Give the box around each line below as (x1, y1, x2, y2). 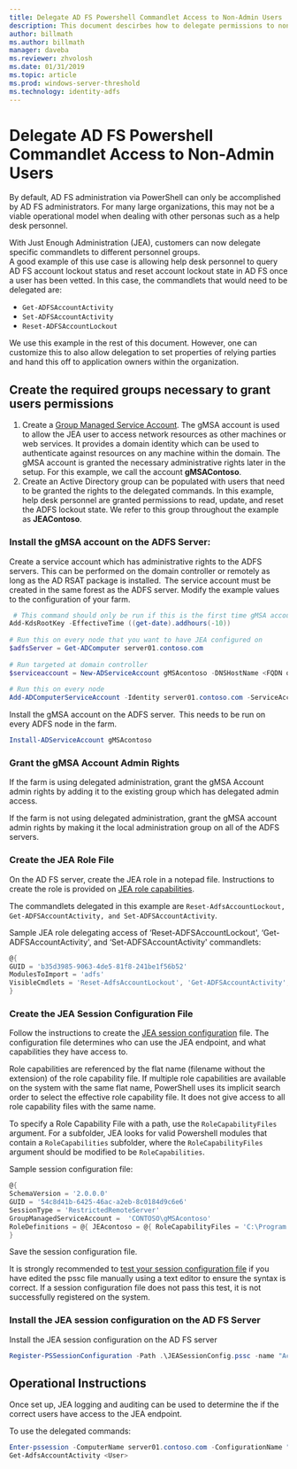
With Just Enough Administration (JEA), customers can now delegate (9, 237, 261, 248)
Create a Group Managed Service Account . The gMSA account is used (21, 420, 280, 431)
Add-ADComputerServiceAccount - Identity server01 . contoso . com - (9, 693, 251, 703)
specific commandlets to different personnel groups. (9, 247, 201, 258)
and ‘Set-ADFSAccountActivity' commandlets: (93, 937, 262, 947)
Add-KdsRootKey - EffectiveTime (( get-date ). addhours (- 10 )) (9, 619, 232, 628)
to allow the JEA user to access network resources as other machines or (21, 429, 287, 439)
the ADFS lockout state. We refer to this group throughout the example (21, 504, 279, 515)
